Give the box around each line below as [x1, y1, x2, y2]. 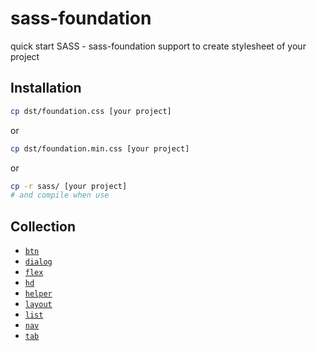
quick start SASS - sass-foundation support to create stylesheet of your [10, 40, 307, 52]
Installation [10, 80, 82, 97]
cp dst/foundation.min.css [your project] [10, 143, 190, 154]
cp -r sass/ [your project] [10, 181, 128, 191]
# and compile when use [10, 190, 110, 201]
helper [24, 289, 53, 299]
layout [24, 300, 53, 310]
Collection [10, 218, 76, 235]
